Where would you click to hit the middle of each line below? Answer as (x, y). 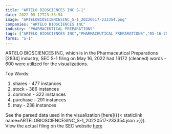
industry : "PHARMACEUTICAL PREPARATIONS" (50, 29)
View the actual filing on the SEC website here (54, 126)
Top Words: (17, 73)
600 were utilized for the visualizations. (47, 64)
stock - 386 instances (36, 89)
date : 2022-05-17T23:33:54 (34, 15)
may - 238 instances (35, 105)
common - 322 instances (39, 94)
